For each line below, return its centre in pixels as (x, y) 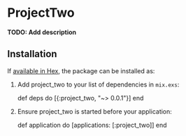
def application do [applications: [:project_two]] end (92, 125)
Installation (32, 54)
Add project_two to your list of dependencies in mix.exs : (98, 84)
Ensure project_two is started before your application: (95, 111)
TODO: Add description (42, 32)
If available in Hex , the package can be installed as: (81, 70)
